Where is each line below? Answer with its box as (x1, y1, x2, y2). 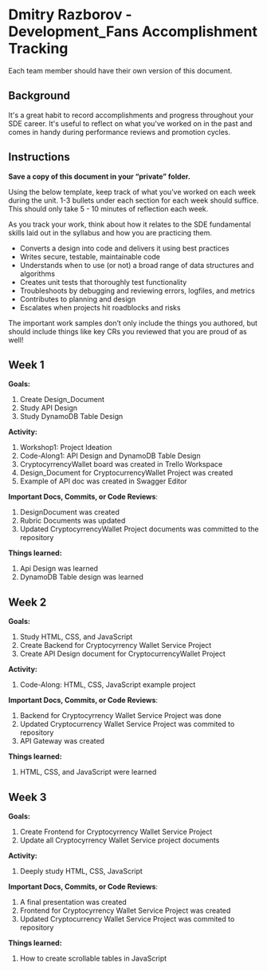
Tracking (8, 40, 69, 57)
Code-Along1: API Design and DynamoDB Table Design (19, 451, 201, 460)
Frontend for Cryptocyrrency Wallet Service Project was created (19, 906, 231, 915)
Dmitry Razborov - (8, 6, 133, 24)
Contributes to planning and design (19, 294, 136, 304)
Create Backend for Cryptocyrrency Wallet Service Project (19, 641, 212, 650)
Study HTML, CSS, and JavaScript (19, 632, 133, 641)
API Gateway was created (19, 736, 105, 746)
